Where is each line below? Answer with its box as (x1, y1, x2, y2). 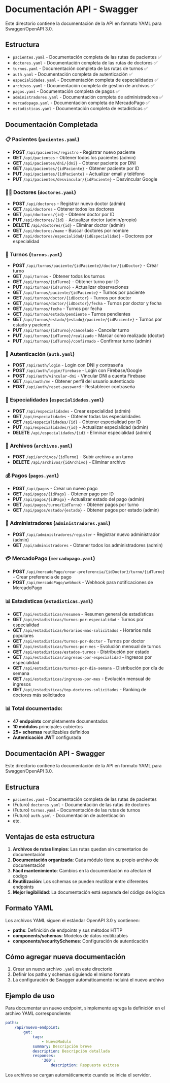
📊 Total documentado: (5, 705, 63, 712)
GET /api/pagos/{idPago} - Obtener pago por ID (12, 491, 114, 497)
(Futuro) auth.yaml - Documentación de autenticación (12, 813, 125, 819)
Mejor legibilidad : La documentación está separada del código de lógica (12, 889, 165, 895)
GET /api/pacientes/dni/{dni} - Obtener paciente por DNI (12, 160, 136, 166)
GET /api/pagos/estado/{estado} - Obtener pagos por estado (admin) (12, 507, 159, 513)
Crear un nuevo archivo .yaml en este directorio (12, 966, 113, 972)
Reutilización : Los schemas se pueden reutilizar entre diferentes (12, 878, 148, 884)
